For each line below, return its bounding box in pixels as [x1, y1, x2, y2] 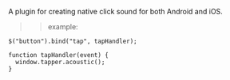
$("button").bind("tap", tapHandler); [8, 37, 137, 45]
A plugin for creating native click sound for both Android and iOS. [8, 7, 224, 16]
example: [47, 22, 78, 31]
